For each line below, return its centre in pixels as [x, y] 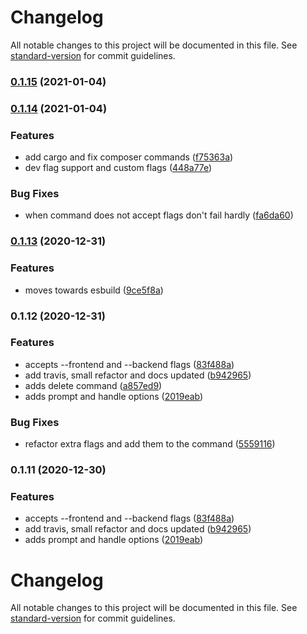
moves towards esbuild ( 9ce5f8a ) [94, 290]
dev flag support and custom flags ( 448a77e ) [118, 168]
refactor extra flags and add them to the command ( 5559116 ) [150, 444]
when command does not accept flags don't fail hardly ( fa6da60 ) [159, 215]
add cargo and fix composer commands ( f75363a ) [129, 157]
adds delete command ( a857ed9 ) [93, 385]
